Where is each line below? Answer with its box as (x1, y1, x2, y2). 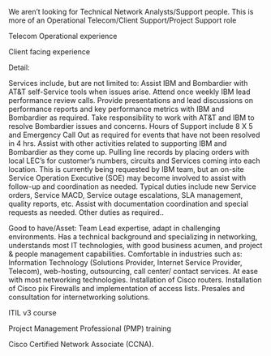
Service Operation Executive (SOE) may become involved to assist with (8, 174, 247, 182)
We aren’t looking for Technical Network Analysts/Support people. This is (8, 7, 254, 16)
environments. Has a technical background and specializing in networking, (8, 232, 258, 242)
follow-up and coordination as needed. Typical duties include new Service (8, 182, 257, 191)
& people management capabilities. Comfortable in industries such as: (8, 249, 243, 259)
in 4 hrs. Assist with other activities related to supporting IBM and (8, 139, 227, 148)
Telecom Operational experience (8, 32, 118, 41)
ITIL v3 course (8, 308, 57, 317)
